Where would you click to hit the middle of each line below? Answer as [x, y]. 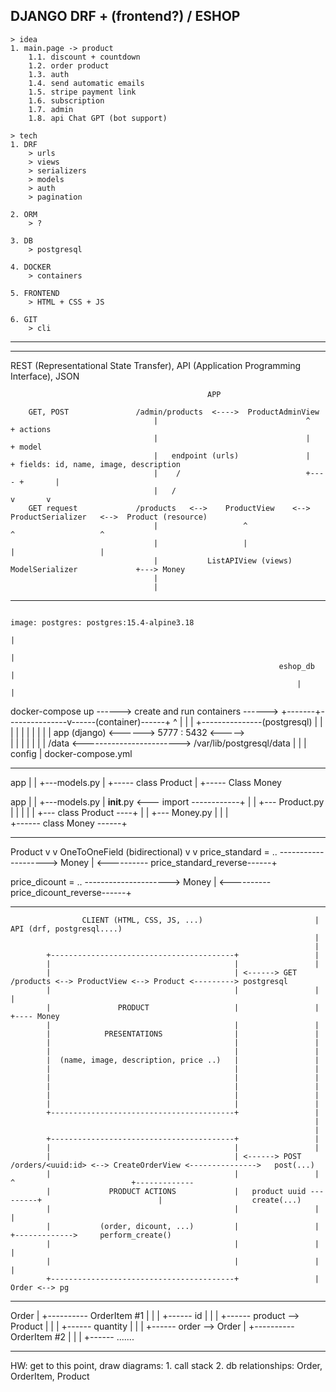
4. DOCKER [31, 267]
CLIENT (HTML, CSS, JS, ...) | [200, 920]
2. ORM [24, 214]
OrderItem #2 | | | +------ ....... [72, 1336]
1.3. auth [49, 74]
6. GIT [24, 319]
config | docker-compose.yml [71, 753]
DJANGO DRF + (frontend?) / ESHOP [125, 16]
